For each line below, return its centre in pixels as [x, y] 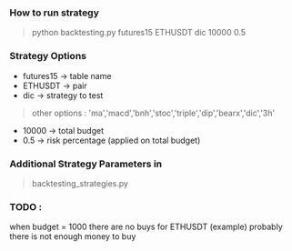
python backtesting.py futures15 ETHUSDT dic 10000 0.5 [139, 33]
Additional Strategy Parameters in [86, 164]
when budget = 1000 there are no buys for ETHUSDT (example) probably [146, 227]
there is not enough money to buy [73, 236]
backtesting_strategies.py [80, 183]
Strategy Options [48, 56]
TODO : [26, 206]
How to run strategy [55, 13]
